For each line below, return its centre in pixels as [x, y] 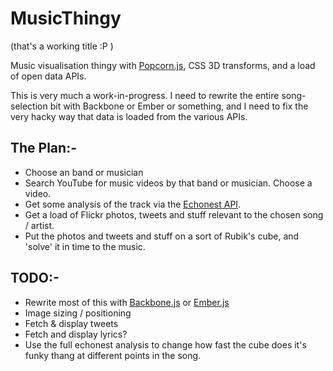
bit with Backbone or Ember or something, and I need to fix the [179, 106]
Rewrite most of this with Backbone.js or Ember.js [127, 302]
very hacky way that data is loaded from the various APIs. [129, 116]
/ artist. [39, 225]
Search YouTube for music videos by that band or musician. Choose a [168, 183]
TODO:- [35, 278]
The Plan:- [43, 148]
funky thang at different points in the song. [113, 355]
